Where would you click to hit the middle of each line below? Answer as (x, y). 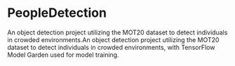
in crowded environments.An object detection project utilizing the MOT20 (113, 39)
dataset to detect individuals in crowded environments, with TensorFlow (111, 47)
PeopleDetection (57, 13)
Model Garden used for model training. (63, 55)
